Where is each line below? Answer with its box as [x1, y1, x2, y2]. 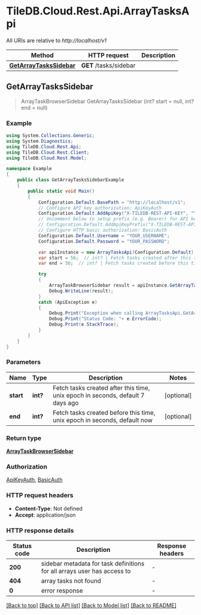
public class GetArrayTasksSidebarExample [17, 177, 124, 183]
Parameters [6, 358, 41, 366]
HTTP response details [6, 526, 74, 535]
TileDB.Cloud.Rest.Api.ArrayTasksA [6, 4, 190, 18]
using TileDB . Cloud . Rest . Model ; [6, 155, 87, 161]
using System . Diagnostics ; [6, 138, 74, 144]
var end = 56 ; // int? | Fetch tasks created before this [38, 260, 188, 267]
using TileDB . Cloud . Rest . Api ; [6, 144, 82, 150]
